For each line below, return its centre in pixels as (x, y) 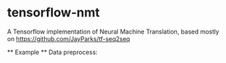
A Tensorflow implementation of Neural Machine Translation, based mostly (113, 32)
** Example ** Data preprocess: (52, 52)
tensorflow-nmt (53, 13)
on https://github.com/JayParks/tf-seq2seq (69, 38)
